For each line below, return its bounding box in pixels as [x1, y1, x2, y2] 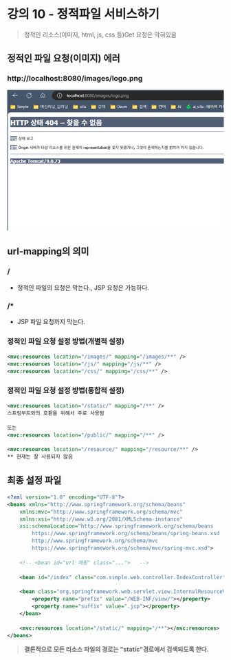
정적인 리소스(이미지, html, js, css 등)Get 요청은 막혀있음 [23, 30, 177, 39]
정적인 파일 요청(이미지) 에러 [7, 52, 120, 64]
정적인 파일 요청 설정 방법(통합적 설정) [7, 386, 125, 395]
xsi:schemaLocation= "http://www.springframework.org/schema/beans [19, 523, 214, 530]
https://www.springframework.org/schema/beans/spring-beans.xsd [32, 530, 220, 537]
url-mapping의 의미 [7, 246, 89, 257]
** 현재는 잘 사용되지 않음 [7, 453, 74, 461]
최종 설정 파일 [7, 474, 62, 486]
